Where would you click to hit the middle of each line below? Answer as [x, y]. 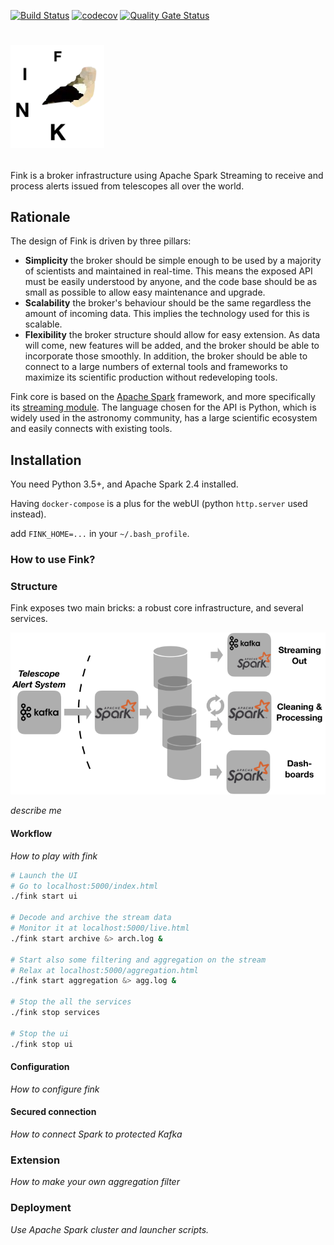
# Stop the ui [40, 1033]
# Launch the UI [44, 875]
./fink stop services [55, 1013]
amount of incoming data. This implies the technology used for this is [167, 314]
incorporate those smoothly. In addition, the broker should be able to [166, 356]
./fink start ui [44, 896]
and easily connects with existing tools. [91, 429]
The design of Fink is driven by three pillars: [101, 241]
